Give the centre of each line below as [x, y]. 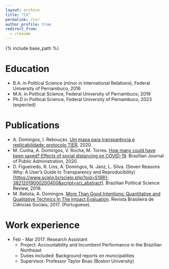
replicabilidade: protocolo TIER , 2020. [52, 145]
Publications [32, 125]
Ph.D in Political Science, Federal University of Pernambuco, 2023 [82, 99]
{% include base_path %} [32, 48]
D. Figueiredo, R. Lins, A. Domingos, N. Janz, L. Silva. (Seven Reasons [86, 166]
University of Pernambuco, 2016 [46, 88]
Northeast [31, 250]
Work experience [43, 225]
